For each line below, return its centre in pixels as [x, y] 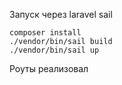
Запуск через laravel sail [61, 14]
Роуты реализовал [49, 68]
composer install [45, 33]
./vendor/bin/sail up [54, 50]
